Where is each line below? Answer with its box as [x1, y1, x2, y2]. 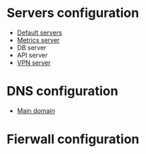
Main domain [16, 106, 55, 114]
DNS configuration [6, 83, 118, 100]
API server [16, 51, 48, 59]
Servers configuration [6, 5, 140, 21]
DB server [16, 43, 47, 52]
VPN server [16, 58, 51, 66]
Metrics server [16, 35, 60, 44]
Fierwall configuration [6, 131, 140, 148]
